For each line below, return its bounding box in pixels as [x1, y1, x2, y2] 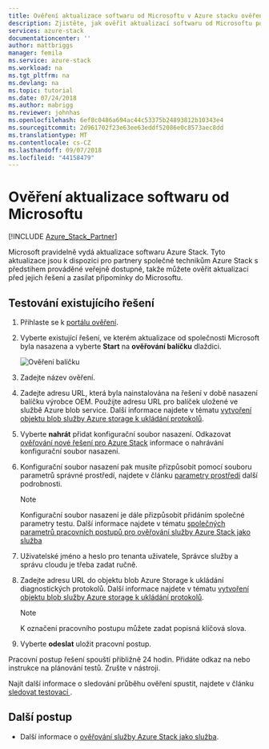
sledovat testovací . [8, 687, 73, 697]
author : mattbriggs [8, 42, 74, 50]
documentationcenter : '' [8, 34, 91, 43]
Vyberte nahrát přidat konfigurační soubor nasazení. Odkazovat [19, 429, 231, 438]
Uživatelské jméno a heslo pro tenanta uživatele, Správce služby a [19, 552, 239, 560]
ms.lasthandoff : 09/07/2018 [8, 146, 102, 154]
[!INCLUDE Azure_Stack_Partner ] [8, 232, 118, 242]
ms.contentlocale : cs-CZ [8, 138, 91, 147]
